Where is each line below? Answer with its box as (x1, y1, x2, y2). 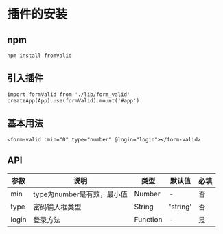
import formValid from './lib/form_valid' (7, 91, 130, 98)
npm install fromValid (7, 52, 72, 59)
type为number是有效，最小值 (33, 189, 128, 199)
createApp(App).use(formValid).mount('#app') (7, 97, 139, 104)
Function (134, 215, 163, 224)
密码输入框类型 (33, 202, 82, 212)
